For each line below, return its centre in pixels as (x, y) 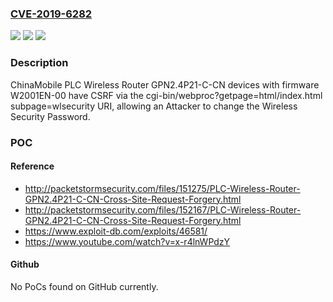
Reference (32, 166)
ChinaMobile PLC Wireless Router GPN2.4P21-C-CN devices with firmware (165, 84)
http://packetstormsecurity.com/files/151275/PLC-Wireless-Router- (162, 188)
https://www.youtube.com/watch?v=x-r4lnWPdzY (127, 241)
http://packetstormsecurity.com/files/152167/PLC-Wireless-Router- (163, 209)
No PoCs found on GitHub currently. (84, 286)
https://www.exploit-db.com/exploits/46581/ (116, 231)
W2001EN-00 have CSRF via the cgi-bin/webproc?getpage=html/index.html (166, 95)
